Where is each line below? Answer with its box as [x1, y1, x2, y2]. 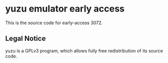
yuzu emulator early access [5, 3, 125, 15]
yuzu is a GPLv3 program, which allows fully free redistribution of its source [5, 47, 163, 53]
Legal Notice [5, 34, 46, 43]
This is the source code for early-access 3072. [5, 20, 103, 26]
